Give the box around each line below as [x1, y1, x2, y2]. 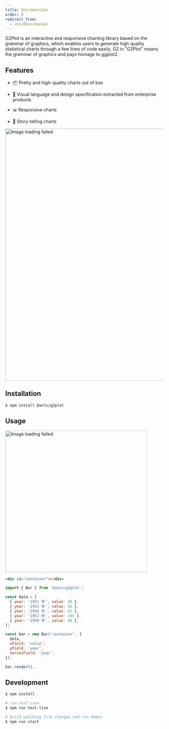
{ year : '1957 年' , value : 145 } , [10, 613, 81, 618]
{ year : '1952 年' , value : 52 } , [10, 604, 79, 609]
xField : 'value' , [10, 641, 46, 646]
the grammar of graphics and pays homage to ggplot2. [5, 51, 119, 57]
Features [5, 66, 34, 75]
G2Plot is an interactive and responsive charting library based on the [5, 35, 147, 41]
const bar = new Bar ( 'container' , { [5, 632, 82, 637]
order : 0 [5, 12, 24, 17]
